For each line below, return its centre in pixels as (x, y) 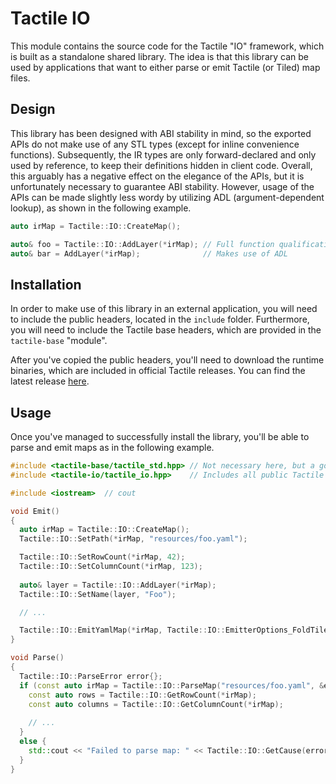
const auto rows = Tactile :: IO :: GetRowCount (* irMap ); (142, 695)
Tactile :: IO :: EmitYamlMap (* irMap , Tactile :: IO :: (122, 630)
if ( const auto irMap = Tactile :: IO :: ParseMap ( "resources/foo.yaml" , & (172, 685)
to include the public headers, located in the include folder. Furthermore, (160, 319)
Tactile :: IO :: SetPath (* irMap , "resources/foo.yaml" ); (133, 539)
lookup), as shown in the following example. (101, 208)
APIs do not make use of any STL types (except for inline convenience (155, 144)
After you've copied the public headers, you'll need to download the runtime (167, 360)
